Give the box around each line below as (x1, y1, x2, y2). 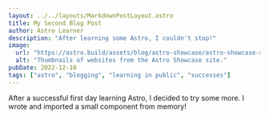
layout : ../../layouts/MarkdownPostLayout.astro (8, 11, 174, 20)
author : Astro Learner (8, 26, 84, 34)
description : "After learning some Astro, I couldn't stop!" (8, 34, 217, 42)
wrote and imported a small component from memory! (8, 101, 187, 111)
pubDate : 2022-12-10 (8, 64, 78, 72)
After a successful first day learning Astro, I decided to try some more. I (8, 93, 245, 102)
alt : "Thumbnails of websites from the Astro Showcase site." (15, 57, 227, 65)
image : (8, 42, 30, 50)
